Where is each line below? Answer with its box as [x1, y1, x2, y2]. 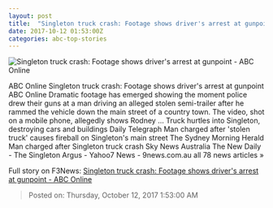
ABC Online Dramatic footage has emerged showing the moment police [8, 90, 248, 100]
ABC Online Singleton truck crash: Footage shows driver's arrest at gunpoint [8, 81, 264, 91]
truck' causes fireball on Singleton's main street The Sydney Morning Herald [8, 133, 264, 143]
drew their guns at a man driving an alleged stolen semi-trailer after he [8, 98, 245, 108]
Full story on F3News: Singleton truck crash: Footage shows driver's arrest [8, 166, 259, 175]
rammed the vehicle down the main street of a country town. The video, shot [8, 107, 265, 117]
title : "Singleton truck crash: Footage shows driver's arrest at [8, 19, 242, 28]
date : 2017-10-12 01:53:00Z [8, 27, 104, 35]
